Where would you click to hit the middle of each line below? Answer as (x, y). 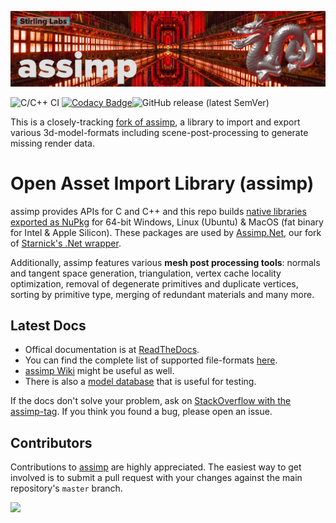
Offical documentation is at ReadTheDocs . (112, 350)
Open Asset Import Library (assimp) (162, 183)
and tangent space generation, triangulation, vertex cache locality (146, 273)
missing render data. (53, 143)
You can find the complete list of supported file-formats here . (151, 360)
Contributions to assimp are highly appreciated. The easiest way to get (156, 467)
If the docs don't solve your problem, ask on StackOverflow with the (151, 401)
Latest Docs (48, 325)
